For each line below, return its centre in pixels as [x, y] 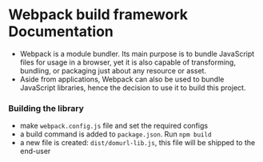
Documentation [61, 32]
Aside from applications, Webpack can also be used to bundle [122, 79]
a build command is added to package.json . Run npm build [116, 134]
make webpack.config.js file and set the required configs [114, 126]
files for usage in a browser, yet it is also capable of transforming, [128, 62]
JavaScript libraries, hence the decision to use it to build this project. [133, 87]
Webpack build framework [98, 15]
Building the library [46, 108]
